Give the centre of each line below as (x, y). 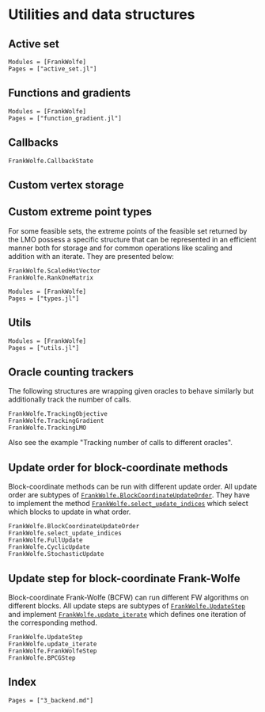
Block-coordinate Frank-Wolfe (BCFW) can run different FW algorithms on (129, 598)
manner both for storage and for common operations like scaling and (120, 248)
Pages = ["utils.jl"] (44, 348)
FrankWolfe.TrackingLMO (47, 428)
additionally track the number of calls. (70, 400)
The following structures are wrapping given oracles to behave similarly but (131, 391)
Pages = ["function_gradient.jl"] (65, 118)
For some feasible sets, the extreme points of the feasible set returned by (128, 230)
